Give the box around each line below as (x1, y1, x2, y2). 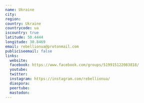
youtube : (9, 67, 28, 72)
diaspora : (9, 81, 30, 86)
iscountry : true (5, 30, 39, 35)
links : (5, 53, 19, 58)
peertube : (9, 85, 30, 91)
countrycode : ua (5, 26, 39, 31)
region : (5, 16, 21, 21)
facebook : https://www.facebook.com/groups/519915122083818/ (9, 62, 140, 67)
